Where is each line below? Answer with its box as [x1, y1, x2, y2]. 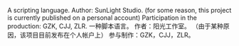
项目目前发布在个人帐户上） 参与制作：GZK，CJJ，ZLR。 [26, 31, 195, 39]
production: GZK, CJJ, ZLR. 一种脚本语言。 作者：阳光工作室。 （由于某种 [7, 22, 224, 30]
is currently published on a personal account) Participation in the [7, 13, 197, 22]
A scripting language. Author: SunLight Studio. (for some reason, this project [7, 6, 232, 14]
